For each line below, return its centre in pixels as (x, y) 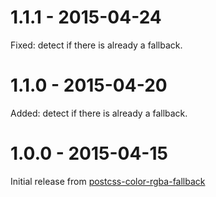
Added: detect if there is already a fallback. (99, 113)
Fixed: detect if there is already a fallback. (96, 45)
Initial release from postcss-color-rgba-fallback (108, 181)
